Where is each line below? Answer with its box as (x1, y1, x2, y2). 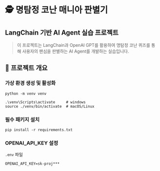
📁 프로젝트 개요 (5, 64, 48, 72)
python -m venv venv (5, 91, 47, 96)
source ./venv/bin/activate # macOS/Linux (5, 104, 95, 109)
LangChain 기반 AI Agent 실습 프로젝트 (5, 28, 119, 37)
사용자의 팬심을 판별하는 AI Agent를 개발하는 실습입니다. (22, 48, 129, 54)
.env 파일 (5, 152, 23, 157)
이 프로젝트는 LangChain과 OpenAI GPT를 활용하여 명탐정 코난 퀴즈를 (17, 42, 151, 48)
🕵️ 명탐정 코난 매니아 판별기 (5, 4, 108, 16)
